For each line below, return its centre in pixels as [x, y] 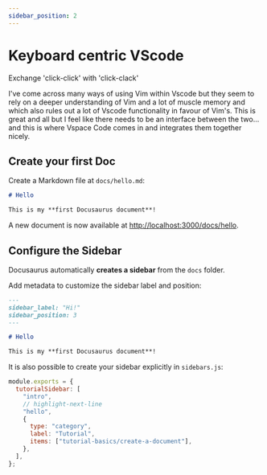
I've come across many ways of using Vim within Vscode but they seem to [131, 93]
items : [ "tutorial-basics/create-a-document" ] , [111, 442]
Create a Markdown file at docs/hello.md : [77, 181]
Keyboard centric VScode [96, 55]
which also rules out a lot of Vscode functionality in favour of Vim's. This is [132, 110]
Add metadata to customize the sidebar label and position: [105, 285]
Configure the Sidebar [65, 250]
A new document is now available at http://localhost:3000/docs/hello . [123, 225]
